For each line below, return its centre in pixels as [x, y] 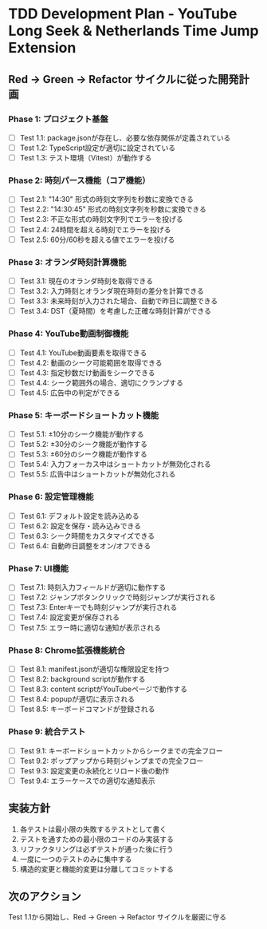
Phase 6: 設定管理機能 [51, 497]
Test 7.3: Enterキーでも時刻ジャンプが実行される [98, 607]
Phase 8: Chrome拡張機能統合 [67, 650]
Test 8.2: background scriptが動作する [82, 678]
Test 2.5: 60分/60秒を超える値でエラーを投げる [97, 239]
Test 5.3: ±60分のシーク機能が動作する [83, 454]
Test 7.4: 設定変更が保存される [70, 617]
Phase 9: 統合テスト [47, 732]
